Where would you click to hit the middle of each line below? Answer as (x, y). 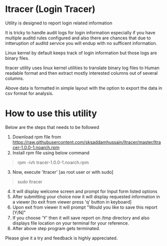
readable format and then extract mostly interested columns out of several (82, 73)
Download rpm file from (37, 137)
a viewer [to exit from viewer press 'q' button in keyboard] (72, 202)
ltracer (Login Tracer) (50, 9)
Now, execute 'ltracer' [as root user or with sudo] (63, 172)
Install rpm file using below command (51, 152)
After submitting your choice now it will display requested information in (86, 196)
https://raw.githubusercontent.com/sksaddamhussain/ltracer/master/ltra (86, 142)
